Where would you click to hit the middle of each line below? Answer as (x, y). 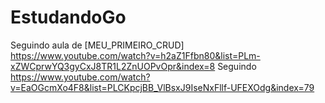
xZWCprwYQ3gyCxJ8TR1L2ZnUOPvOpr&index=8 (113, 66)
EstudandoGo (68, 17)
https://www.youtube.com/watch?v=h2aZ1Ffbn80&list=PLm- (135, 55)
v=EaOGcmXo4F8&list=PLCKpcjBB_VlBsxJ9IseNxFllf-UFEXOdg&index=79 (162, 87)
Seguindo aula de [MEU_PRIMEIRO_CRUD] (97, 45)
